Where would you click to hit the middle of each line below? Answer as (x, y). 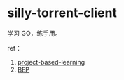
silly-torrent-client (62, 13)
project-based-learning (51, 62)
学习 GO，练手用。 (34, 33)
